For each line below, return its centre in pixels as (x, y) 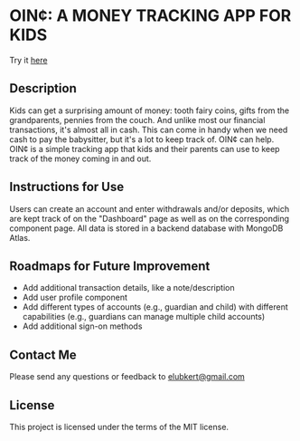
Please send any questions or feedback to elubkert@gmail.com (127, 377)
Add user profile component (75, 297)
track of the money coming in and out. (80, 158)
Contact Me (43, 355)
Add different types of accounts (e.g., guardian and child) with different (155, 307)
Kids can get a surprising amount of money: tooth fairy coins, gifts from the (150, 110)
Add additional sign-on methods (82, 326)
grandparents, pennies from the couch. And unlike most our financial (137, 120)
